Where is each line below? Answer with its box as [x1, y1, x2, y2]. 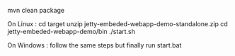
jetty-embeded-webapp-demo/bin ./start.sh [7, 28, 136, 35]
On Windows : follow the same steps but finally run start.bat [7, 41, 182, 49]
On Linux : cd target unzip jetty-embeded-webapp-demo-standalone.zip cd [7, 20, 228, 28]
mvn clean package [7, 6, 65, 14]
